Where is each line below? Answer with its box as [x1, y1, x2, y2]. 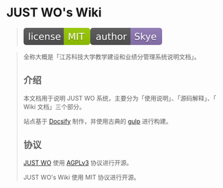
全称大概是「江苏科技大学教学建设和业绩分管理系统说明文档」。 [23, 53, 200, 61]
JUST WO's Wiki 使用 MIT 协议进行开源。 [23, 173, 140, 181]
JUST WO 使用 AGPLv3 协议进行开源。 [23, 159, 133, 167]
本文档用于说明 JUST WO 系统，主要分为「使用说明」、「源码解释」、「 [23, 94, 217, 102]
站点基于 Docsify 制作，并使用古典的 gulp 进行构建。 [23, 117, 172, 125]
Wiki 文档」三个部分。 [23, 103, 86, 111]
